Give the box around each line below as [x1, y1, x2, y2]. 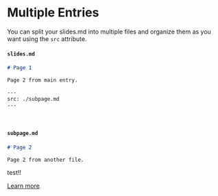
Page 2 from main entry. [7, 77, 78, 84]
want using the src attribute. [7, 34, 87, 42]
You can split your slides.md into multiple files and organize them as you [7, 27, 211, 36]
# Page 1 [7, 64, 32, 71]
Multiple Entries [7, 5, 99, 21]
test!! [7, 169, 22, 177]
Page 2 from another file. [7, 156, 84, 163]
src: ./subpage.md [7, 95, 60, 102]
